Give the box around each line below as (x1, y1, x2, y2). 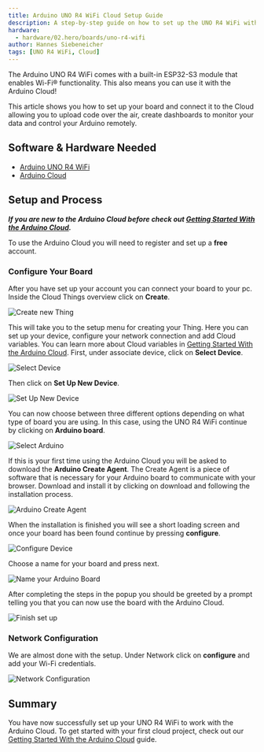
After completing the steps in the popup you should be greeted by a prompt (8, 589, 253, 598)
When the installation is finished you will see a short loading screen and (8, 520, 240, 529)
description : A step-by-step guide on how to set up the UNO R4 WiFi (8, 19, 241, 27)
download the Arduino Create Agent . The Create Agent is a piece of (8, 464, 230, 473)
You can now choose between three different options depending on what (8, 409, 245, 418)
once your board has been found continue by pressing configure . (8, 528, 222, 538)
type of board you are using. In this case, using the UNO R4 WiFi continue (8, 417, 247, 426)
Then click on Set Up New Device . (8, 378, 120, 387)
